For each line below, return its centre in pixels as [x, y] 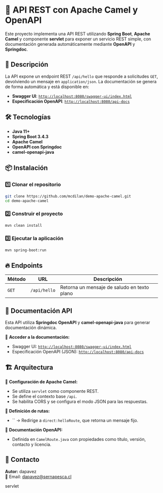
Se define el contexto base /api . [44, 396]
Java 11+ [21, 131]
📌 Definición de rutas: [27, 411]
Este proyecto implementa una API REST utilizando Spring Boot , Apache [78, 34]
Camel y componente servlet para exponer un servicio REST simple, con [78, 39]
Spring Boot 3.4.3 [30, 136]
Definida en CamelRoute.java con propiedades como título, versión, [79, 439]
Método [16, 279]
